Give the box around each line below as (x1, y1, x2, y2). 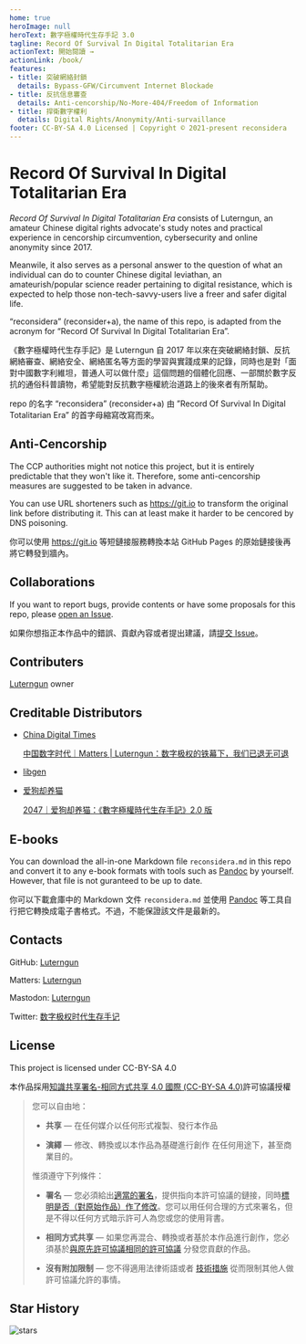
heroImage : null (9, 22, 71, 31)
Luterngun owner (9, 678, 75, 689)
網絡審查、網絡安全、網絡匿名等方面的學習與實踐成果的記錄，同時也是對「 (9, 355, 289, 366)
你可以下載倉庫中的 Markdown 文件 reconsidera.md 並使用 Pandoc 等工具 (9, 894, 284, 905)
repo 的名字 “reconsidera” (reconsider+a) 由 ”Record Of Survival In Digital (9, 398, 287, 409)
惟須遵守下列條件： (31, 1170, 105, 1181)
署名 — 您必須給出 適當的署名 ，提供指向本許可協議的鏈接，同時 (45, 1189, 282, 1201)
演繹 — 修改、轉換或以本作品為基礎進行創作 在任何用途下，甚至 (45, 1139, 284, 1150)
